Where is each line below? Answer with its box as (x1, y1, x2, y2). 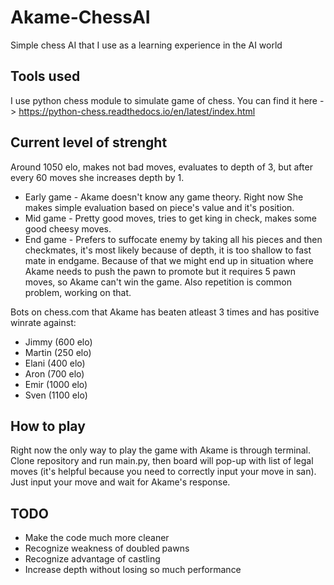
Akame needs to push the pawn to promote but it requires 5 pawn (24, 265, 297, 277)
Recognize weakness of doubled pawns (24, 542, 190, 555)
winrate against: (10, 316, 77, 328)
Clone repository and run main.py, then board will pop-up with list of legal (10, 455, 314, 467)
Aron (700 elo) (24, 367, 85, 380)
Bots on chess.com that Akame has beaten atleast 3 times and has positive (10, 306, 320, 318)
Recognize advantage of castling (24, 553, 161, 565)
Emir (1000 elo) (24, 378, 88, 390)
